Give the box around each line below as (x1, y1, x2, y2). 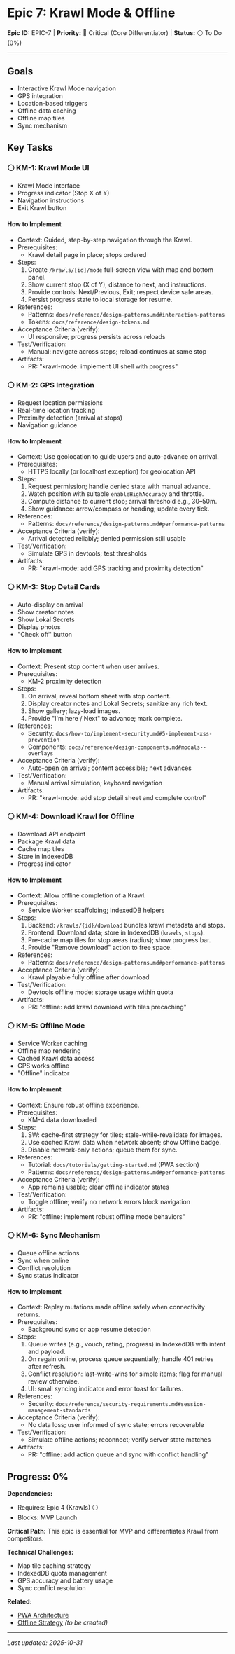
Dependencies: (7, 1489, 53, 1497)
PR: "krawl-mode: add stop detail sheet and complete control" (27, 793, 208, 801)
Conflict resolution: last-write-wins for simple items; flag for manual (27, 1370, 222, 1378)
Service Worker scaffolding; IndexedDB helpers (27, 906, 165, 915)
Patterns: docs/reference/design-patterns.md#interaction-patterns (27, 310, 225, 318)
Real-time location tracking (17, 406, 96, 414)
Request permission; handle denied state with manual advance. (27, 482, 211, 491)
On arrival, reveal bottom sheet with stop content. (27, 691, 171, 700)
